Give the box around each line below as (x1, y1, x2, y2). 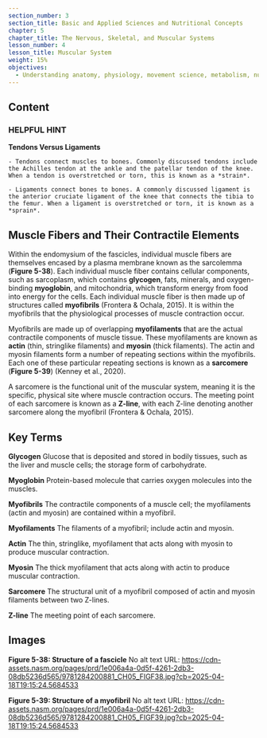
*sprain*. (8, 206, 41, 215)
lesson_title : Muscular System (8, 49, 112, 57)
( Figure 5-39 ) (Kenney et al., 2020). (8, 367, 126, 376)
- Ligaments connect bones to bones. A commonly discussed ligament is (8, 186, 250, 194)
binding (8, 284, 33, 293)
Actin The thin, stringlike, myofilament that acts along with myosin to (8, 539, 233, 548)
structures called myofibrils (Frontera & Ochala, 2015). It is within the (8, 300, 234, 310)
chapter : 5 (8, 26, 44, 34)
